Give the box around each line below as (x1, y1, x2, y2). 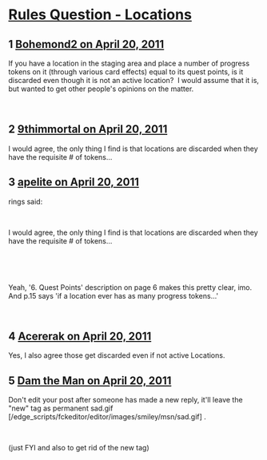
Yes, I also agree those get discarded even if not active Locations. (8, 351, 225, 360)
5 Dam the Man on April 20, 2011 (8, 374, 172, 387)
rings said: (8, 196, 43, 206)
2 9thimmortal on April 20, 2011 (8, 122, 168, 137)
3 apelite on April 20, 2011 (8, 176, 140, 189)
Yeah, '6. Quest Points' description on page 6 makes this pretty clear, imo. (8, 282, 253, 292)
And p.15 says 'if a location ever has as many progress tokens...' (8, 291, 219, 300)
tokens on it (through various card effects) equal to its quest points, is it (8, 67, 244, 77)
